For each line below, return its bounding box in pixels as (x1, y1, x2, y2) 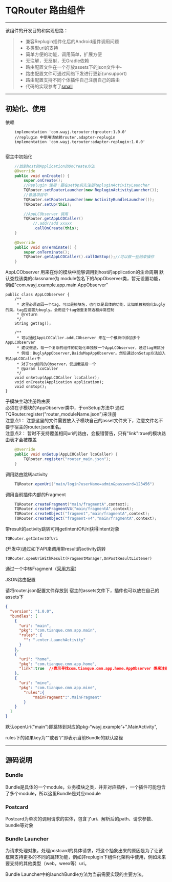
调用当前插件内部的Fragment (5, 491, 66, 498)
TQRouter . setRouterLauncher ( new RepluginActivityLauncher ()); (24, 188, 159, 193)
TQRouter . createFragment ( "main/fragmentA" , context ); (14, 501, 130, 507)
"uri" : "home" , (18, 656, 52, 662)
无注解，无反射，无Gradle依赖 (25, 57, 90, 64)
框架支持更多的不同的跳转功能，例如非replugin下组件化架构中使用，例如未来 (5, 854, 166, 860)
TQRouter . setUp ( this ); (24, 202, 72, 207)
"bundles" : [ (10, 614, 38, 619)
